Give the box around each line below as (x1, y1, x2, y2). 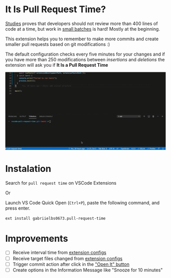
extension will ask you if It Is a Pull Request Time (5, 62, 108, 68)
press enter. (5, 205, 31, 211)
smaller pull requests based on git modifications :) (5, 41, 110, 47)
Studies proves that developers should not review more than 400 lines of (5, 20, 158, 27)
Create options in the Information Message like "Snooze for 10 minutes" (12, 267, 163, 273)
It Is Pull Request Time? (5, 4, 106, 15)
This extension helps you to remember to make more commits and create (5, 36, 159, 42)
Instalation (5, 163, 51, 174)
